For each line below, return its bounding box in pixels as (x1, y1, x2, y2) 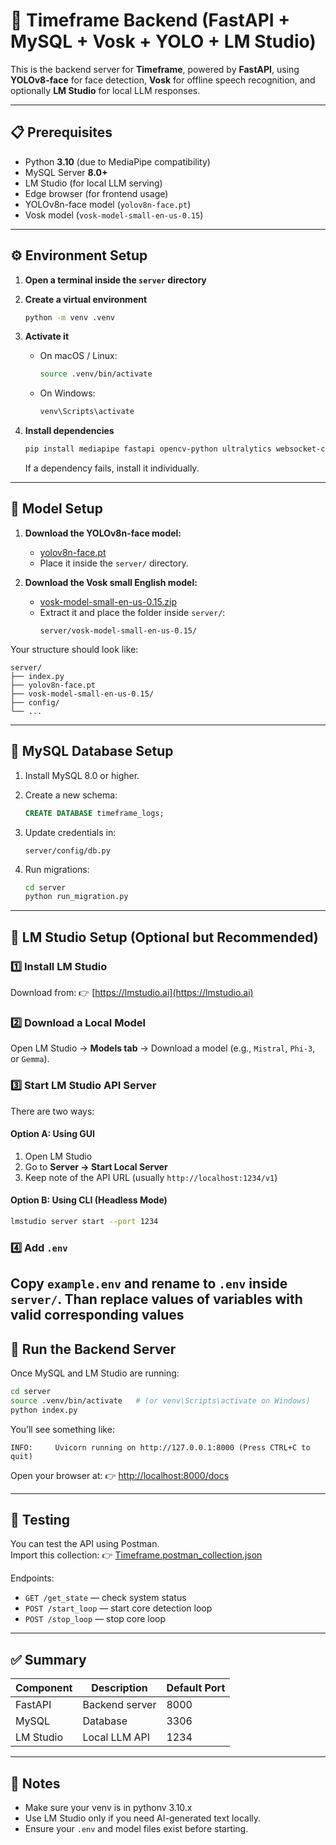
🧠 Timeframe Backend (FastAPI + (10, 9, 291, 32)
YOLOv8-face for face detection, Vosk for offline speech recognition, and (10, 74, 316, 86)
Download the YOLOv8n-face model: (24, 527, 182, 539)
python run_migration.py (24, 892, 129, 902)
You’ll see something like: (10, 1423, 115, 1435)
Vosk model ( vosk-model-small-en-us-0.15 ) (24, 209, 204, 221)
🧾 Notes (10, 1775, 61, 1792)
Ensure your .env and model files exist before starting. (24, 1823, 249, 1835)
